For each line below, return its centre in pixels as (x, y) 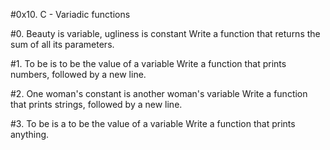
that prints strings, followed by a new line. (96, 104)
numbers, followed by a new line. (78, 74)
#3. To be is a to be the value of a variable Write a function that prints (153, 123)
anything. (30, 134)
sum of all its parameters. (62, 44)
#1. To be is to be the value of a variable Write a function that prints (148, 63)
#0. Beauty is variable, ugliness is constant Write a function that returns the (165, 33)
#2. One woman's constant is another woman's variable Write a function (159, 93)
